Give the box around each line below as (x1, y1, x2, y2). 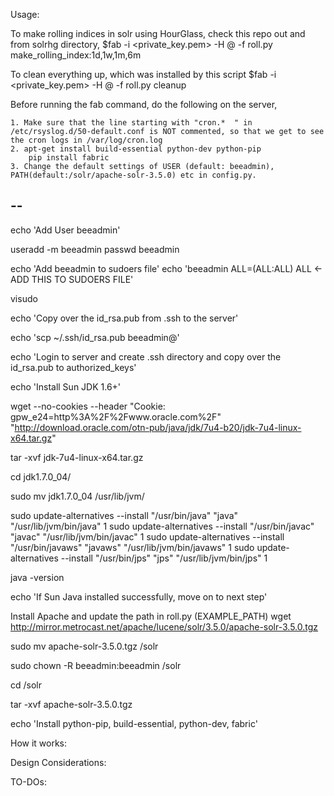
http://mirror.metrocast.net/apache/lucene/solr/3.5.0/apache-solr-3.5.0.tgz (10, 620, 319, 633)
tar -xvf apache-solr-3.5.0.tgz (10, 698, 133, 710)
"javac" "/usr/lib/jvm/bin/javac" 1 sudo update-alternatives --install (10, 530, 285, 543)
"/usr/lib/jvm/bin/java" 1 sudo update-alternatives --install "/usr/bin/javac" (10, 520, 315, 532)
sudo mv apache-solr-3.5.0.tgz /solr (10, 640, 159, 652)
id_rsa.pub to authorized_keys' (10, 361, 137, 373)
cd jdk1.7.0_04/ (10, 470, 72, 483)
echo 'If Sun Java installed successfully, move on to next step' (10, 590, 268, 603)
